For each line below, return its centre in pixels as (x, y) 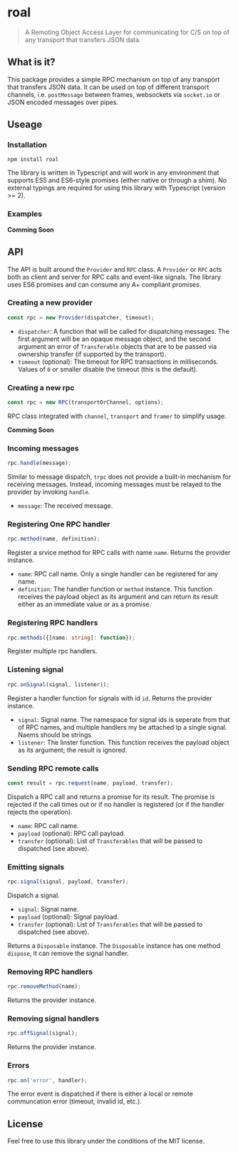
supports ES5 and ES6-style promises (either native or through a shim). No (117, 180)
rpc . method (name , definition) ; (54, 539)
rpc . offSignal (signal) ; (43, 1034)
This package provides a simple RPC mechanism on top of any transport (114, 79)
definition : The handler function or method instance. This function (115, 589)
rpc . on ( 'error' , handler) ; (47, 1080)
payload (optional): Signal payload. (68, 917)
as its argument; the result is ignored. (72, 750)
